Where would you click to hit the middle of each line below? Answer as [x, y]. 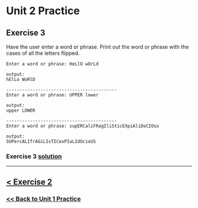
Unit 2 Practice [43, 11]
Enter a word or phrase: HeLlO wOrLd [52, 64]
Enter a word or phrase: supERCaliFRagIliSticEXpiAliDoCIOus [83, 126]
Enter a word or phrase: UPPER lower [52, 95]
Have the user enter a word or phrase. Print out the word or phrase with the [98, 47]
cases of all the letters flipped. [43, 53]
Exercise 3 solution [34, 156]
